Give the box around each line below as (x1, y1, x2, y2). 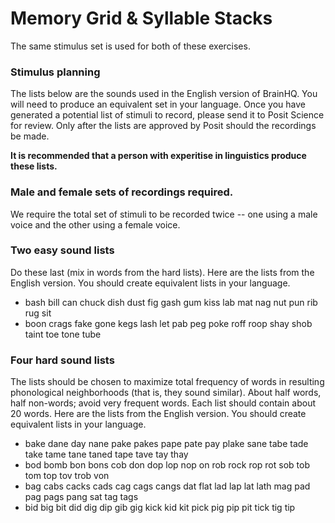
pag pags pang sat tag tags (24, 491, 139, 503)
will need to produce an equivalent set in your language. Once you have (10, 98, 306, 111)
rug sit (24, 307, 52, 319)
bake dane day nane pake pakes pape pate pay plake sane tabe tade (24, 438, 309, 450)
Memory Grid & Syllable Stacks (10, 7, 273, 30)
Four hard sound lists (10, 353, 115, 367)
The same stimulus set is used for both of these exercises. (10, 40, 251, 52)
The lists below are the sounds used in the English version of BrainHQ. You (10, 88, 318, 100)
